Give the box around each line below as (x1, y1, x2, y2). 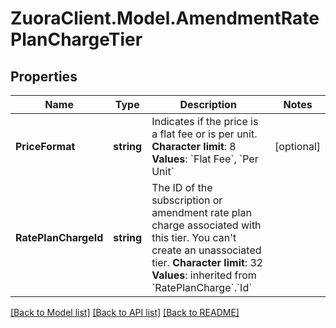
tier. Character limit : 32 (151, 256, 264, 269)
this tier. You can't (151, 231, 237, 244)
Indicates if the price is (151, 115, 259, 128)
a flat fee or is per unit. (151, 127, 258, 141)
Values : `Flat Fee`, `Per (151, 152, 259, 166)
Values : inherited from (151, 268, 257, 282)
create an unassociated (151, 243, 262, 257)
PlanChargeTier (10, 28, 143, 51)
